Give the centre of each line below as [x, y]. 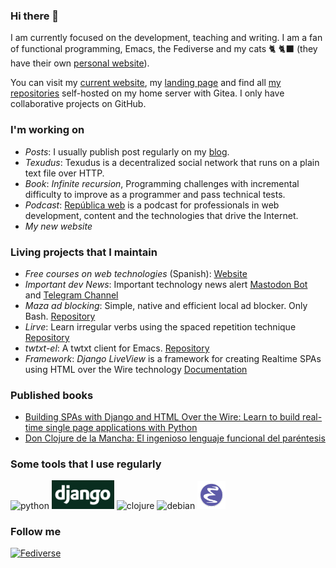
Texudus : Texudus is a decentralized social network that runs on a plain [172, 162]
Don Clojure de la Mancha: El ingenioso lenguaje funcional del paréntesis [175, 438]
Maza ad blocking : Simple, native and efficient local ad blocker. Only [166, 305]
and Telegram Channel [71, 295]
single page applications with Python [121, 428]
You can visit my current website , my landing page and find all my [146, 83]
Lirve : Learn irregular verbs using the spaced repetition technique [160, 326]
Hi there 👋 [35, 16]
